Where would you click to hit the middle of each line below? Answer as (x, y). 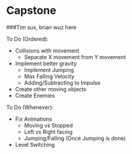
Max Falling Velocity (49, 76)
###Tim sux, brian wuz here (41, 27)
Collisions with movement (47, 50)
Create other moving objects (51, 89)
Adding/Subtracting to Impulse (62, 83)
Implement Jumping (49, 69)
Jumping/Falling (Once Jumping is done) (75, 138)
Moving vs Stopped (48, 125)
